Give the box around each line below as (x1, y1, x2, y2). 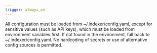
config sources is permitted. (5, 42, 63, 48)
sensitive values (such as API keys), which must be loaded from (5, 26, 135, 32)
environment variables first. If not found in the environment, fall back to (5, 31, 150, 37)
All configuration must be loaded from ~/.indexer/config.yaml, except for (5, 21, 153, 27)
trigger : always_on (5, 7, 45, 12)
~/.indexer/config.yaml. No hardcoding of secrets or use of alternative (5, 37, 148, 43)
